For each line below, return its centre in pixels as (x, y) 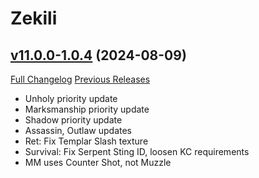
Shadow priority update (73, 120)
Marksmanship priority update (87, 109)
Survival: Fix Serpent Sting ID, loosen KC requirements (137, 151)
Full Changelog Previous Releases (80, 79)
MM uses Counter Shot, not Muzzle (98, 162)
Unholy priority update (71, 98)
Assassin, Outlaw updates (78, 130)
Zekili (34, 18)
